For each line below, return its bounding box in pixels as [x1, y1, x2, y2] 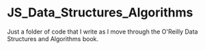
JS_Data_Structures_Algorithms [7, 5, 193, 21]
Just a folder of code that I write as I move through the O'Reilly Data [7, 27, 198, 36]
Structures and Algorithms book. [7, 34, 99, 42]
